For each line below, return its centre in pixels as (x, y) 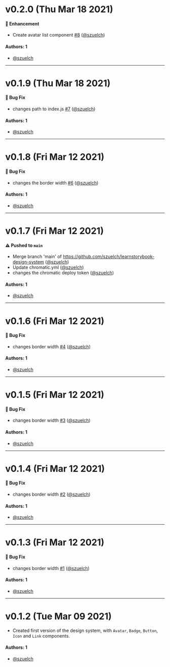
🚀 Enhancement (22, 23)
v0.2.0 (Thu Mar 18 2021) (59, 9)
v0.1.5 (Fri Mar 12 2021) (55, 395)
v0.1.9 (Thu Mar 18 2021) (58, 83)
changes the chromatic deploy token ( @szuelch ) (63, 273)
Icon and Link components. (41, 636)
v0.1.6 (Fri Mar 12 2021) (55, 321)
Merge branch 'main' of (37, 257)
